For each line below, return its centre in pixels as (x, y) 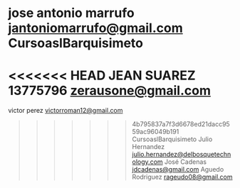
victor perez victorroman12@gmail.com (66, 111)
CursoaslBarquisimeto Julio (172, 139)
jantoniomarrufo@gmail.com (96, 28)
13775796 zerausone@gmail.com (109, 91)
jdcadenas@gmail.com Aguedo (178, 170)
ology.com (147, 162)
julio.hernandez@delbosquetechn (182, 155)
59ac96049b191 (156, 132)
